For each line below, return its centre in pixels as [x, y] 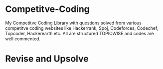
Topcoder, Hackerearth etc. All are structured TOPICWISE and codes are [80, 33]
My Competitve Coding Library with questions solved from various [74, 23]
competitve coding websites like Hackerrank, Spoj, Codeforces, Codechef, [82, 28]
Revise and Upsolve [47, 59]
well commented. [23, 39]
